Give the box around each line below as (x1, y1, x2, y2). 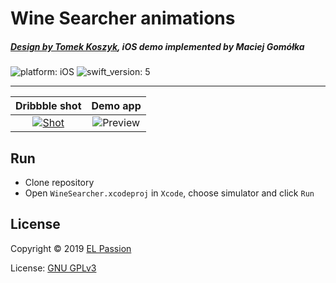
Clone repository (24, 176, 95, 188)
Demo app (91, 99, 142, 113)
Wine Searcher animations (10, 7, 236, 30)
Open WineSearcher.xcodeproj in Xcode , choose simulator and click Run (24, 187, 315, 199)
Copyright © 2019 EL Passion (10, 242, 132, 254)
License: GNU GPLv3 (10, 262, 97, 274)
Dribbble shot (15, 99, 82, 113)
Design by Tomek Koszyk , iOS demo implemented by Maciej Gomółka (10, 40, 305, 52)
